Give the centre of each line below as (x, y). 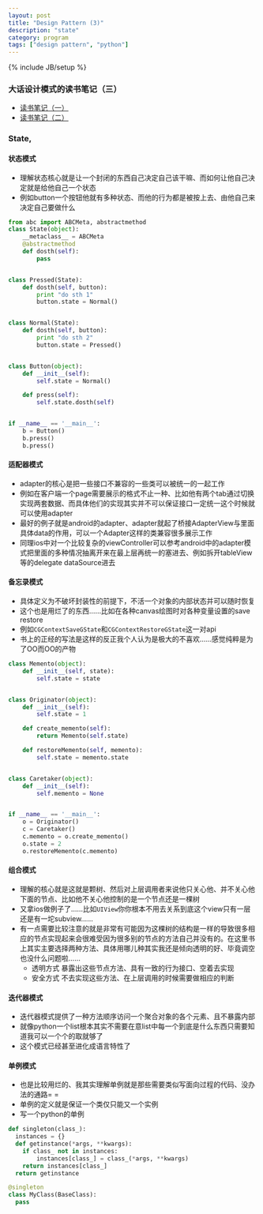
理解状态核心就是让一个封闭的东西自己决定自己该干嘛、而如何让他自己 (134, 178)
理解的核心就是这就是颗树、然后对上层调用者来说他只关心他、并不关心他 (137, 889)
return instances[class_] (65, 1166)
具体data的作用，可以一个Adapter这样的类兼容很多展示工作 (116, 533)
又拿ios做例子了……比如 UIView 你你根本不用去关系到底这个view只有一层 (135, 909)
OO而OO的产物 (51, 649)
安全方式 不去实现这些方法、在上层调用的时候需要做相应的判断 (133, 978)
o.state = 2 (42, 844)
